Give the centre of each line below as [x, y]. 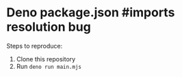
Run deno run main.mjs [49, 66]
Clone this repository [46, 59]
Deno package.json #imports [91, 13]
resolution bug [49, 27]
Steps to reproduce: [35, 46]
